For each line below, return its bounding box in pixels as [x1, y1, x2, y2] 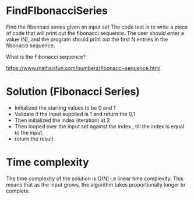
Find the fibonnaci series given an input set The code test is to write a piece [6, 23, 188, 30]
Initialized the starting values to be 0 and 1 [14, 104, 116, 111]
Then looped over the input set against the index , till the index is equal [14, 122, 185, 129]
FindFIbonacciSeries [6, 4, 108, 17]
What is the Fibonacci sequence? [6, 53, 86, 60]
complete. [6, 187, 30, 194]
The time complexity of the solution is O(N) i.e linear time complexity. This [6, 175, 184, 182]
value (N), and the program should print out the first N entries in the [6, 36, 168, 43]
